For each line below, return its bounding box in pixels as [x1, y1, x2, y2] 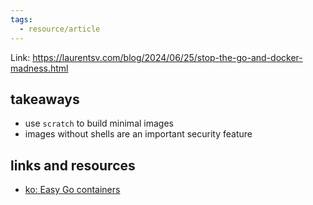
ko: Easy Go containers [24, 184, 121, 196]
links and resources [10, 157, 136, 174]
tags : [10, 14, 33, 25]
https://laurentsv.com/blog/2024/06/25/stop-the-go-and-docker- [32, 51, 303, 63]
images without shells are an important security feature [24, 128, 253, 140]
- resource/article [19, 24, 101, 34]
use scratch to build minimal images [24, 117, 174, 130]
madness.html [10, 62, 69, 74]
